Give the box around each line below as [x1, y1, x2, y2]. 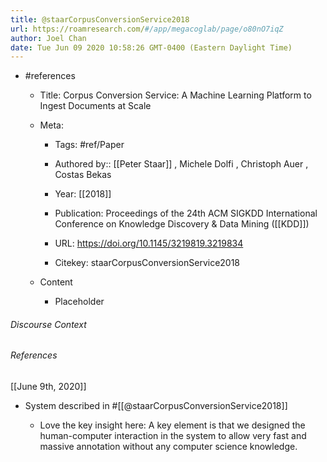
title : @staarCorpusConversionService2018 [10, 14, 190, 25]
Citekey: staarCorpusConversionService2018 [54, 257, 241, 269]
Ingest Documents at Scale [39, 100, 152, 112]
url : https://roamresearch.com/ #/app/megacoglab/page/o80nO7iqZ [10, 24, 284, 34]
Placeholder [54, 296, 105, 308]
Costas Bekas [54, 169, 112, 181]
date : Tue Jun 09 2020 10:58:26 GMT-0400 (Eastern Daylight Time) [10, 42, 293, 53]
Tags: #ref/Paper [54, 139, 125, 151]
